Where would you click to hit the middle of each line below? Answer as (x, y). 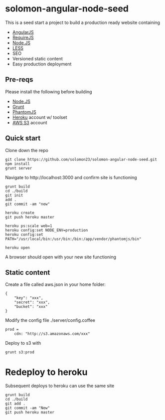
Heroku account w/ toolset (40, 117)
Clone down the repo (27, 150)
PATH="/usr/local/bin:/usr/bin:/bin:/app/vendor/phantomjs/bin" (73, 239)
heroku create (20, 212)
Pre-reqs (19, 80)
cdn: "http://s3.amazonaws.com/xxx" (52, 334)
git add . (15, 404)
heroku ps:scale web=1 (29, 226)
